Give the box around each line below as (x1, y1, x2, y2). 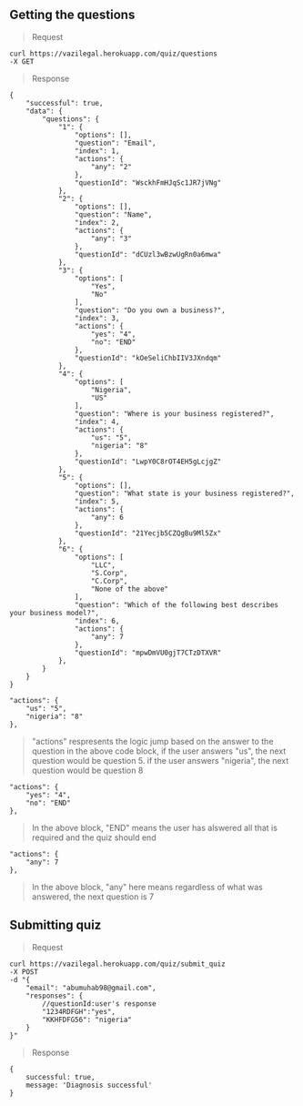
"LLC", (90, 560, 116, 570)
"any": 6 (90, 512, 125, 522)
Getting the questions (9, 7, 136, 23)
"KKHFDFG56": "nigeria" (42, 1015, 132, 1024)
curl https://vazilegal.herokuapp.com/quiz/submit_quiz (9, 959, 226, 969)
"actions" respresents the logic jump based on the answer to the (31, 736, 274, 746)
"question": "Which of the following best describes (74, 600, 279, 609)
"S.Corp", (90, 568, 128, 577)
